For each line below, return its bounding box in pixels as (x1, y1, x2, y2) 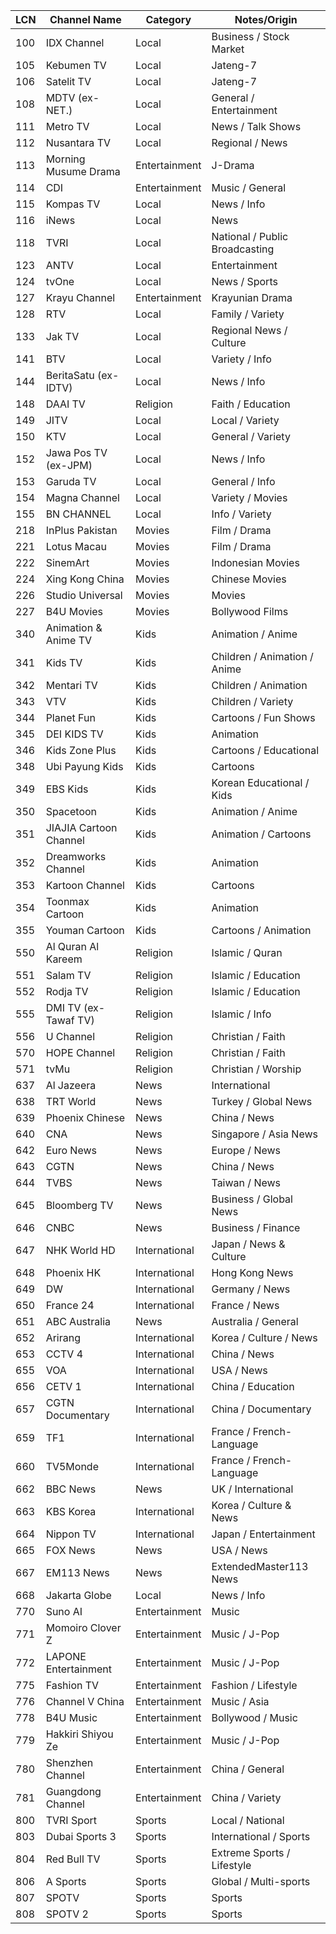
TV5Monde (45, 1460, 99, 1473)
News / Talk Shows (211, 120, 302, 133)
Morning (45, 152, 86, 166)
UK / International (211, 1482, 294, 1496)
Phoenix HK (45, 1266, 102, 1279)
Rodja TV (45, 985, 89, 998)
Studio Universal (45, 589, 123, 602)
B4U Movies (45, 605, 104, 618)
